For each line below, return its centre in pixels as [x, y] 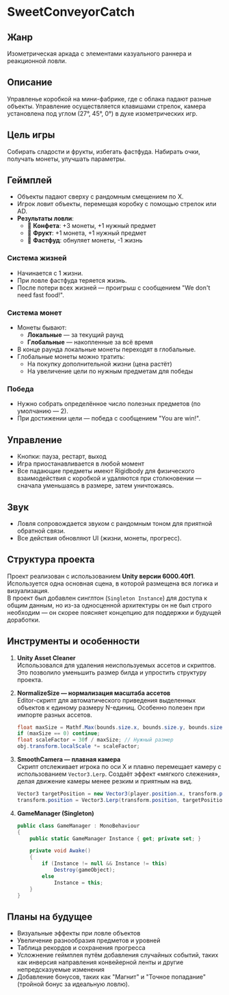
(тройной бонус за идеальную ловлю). [73, 984]
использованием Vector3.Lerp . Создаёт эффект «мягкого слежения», [118, 774]
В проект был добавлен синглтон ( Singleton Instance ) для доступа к [107, 598]
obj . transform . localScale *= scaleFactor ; [78, 746]
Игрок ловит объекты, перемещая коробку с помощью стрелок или [117, 204]
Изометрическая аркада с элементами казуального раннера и [99, 53]
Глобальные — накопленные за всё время [90, 342]
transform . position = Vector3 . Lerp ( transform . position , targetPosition [121, 800]
